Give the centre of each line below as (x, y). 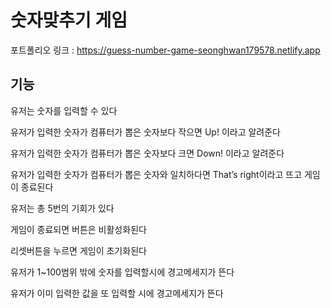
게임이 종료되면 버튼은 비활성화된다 (78, 229)
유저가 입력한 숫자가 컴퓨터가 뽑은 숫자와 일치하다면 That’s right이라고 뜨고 (156, 174)
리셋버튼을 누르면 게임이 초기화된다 (78, 250)
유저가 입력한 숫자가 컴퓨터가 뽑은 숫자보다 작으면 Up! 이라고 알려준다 (145, 132)
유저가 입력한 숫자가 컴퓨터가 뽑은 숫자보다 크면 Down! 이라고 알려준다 (147, 153)
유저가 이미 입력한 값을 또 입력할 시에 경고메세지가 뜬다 (117, 293)
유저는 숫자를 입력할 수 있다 (64, 110)
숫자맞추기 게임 (69, 20)
